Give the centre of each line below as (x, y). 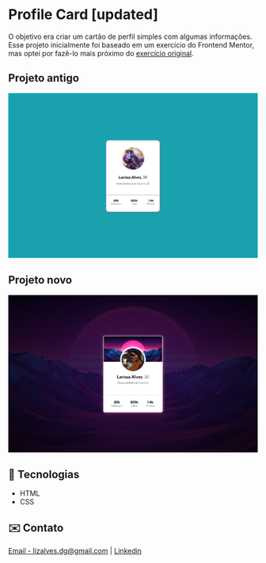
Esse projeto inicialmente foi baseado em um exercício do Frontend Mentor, (131, 44)
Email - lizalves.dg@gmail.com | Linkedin (75, 551)
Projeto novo (40, 280)
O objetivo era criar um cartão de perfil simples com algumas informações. (130, 36)
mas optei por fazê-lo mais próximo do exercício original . (101, 53)
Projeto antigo (44, 78)
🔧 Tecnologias (44, 474)
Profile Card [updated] (83, 15)
